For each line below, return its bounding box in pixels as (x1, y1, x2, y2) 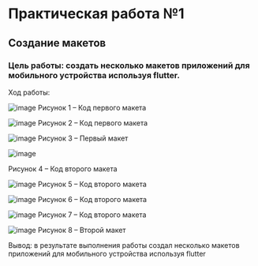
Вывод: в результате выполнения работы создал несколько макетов (8, 240, 240, 249)
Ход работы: (8, 88, 50, 97)
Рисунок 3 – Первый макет (38, 133, 129, 143)
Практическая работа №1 (8, 5, 185, 23)
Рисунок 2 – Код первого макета (38, 118, 148, 127)
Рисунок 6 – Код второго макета (38, 194, 148, 204)
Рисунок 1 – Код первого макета (38, 103, 147, 112)
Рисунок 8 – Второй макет (38, 225, 126, 234)
